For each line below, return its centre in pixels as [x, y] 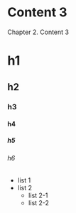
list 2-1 [38, 195]
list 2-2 [39, 202]
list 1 [24, 180]
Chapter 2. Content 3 [38, 32]
